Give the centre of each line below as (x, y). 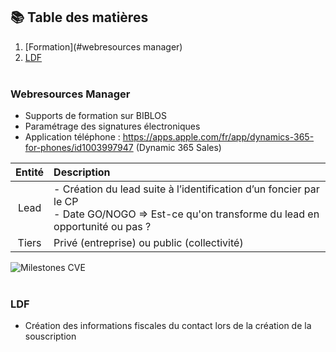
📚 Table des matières (79, 17)
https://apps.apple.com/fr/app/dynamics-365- (218, 137)
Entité (30, 172)
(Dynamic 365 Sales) (178, 148)
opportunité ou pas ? (102, 227)
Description (82, 172)
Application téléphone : (72, 137)
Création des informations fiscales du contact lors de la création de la (168, 326)
